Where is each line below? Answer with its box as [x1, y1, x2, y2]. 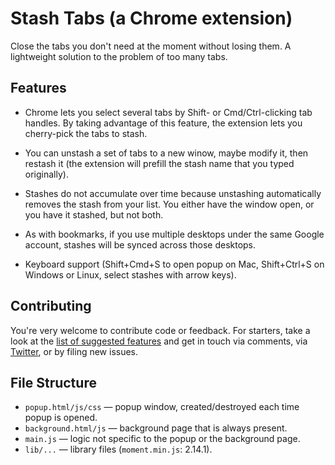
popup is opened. [24, 412, 98, 424]
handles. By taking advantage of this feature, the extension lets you [24, 117, 303, 129]
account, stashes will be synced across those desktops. [24, 238, 257, 251]
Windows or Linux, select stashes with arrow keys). [24, 268, 237, 281]
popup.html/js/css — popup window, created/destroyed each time [24, 401, 300, 413]
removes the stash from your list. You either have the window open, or [24, 198, 315, 210]
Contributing [10, 298, 92, 315]
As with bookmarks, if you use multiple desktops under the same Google [24, 228, 325, 240]
